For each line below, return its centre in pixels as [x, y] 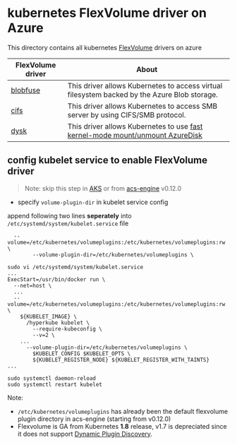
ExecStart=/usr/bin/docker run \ [56, 279]
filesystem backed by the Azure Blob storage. [143, 95]
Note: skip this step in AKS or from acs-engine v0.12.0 [103, 188]
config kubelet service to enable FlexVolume [108, 160]
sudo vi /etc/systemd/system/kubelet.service [75, 267]
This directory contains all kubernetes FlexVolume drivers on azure [105, 47]
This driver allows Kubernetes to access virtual [145, 85]
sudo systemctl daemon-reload [52, 378]
